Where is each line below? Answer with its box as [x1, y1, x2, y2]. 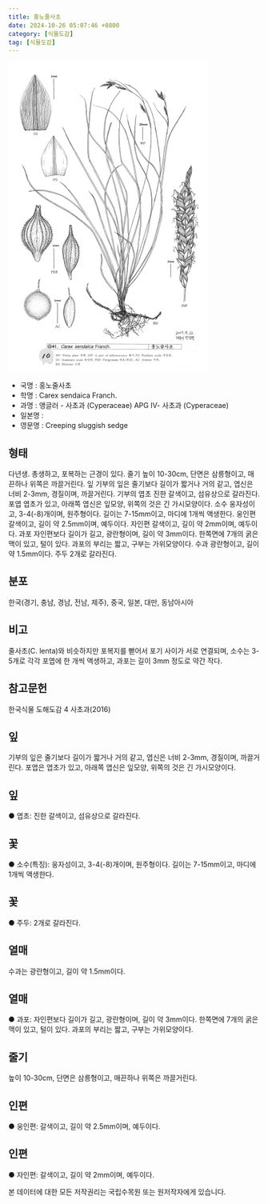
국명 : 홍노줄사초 [19, 381, 72, 390]
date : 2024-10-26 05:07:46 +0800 [8, 21, 120, 30]
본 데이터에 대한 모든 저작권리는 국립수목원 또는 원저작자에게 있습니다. [8, 1186, 226, 1196]
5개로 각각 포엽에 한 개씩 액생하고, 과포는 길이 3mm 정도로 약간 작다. [8, 656, 222, 666]
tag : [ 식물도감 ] [8, 38, 56, 46]
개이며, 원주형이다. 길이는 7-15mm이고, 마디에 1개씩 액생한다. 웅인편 [43, 509, 256, 519]
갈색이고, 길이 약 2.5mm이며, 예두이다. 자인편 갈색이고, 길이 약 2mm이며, [8, 519, 237, 529]
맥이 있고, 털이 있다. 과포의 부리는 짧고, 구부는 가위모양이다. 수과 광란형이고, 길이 [8, 539, 260, 549]
